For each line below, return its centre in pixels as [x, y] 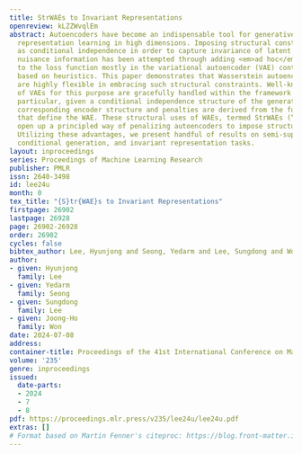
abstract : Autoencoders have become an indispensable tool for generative [152, 34]
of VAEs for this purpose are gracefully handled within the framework [155, 93]
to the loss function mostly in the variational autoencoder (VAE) [147, 68]
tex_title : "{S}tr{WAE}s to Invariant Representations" [116, 202]
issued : [24, 377]
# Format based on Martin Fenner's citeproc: [96, 436]
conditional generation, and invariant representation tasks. [136, 143]
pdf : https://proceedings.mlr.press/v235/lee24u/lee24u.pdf [124, 419]
